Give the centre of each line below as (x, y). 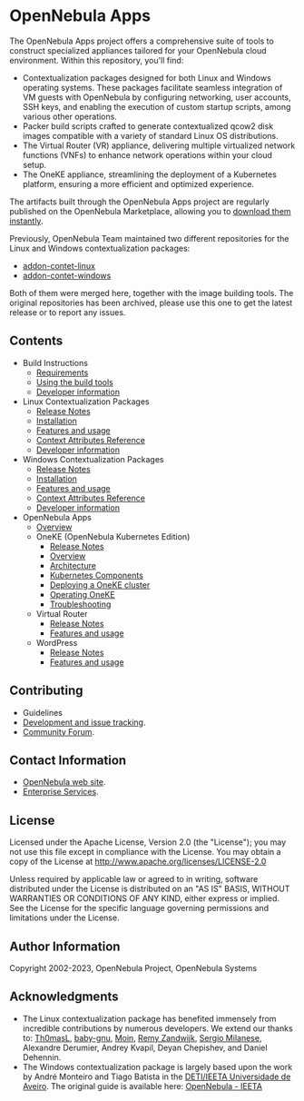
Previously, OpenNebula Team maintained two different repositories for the (149, 238)
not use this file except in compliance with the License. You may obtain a (145, 852)
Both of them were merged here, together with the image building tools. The (152, 293)
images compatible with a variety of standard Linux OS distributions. (150, 135)
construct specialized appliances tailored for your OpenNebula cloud (138, 50)
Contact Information (68, 760)
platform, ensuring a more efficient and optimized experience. (138, 183)
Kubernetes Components (96, 575)
